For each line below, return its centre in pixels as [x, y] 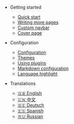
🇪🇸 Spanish [30, 111]
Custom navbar [33, 28]
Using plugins [32, 63]
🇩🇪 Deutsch [31, 105]
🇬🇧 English [30, 93]
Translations [23, 83]
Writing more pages [38, 22]
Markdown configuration [43, 68]
